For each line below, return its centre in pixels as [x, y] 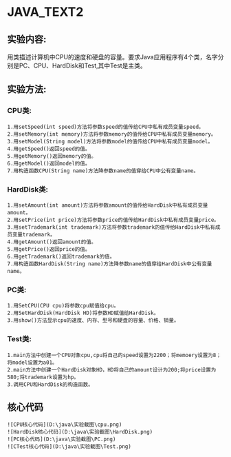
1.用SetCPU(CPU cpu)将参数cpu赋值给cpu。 [63, 306]
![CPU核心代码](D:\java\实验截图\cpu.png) [65, 425]
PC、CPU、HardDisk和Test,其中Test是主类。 [82, 65]
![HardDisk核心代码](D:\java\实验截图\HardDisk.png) [80, 432]
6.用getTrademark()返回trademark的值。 [61, 256]
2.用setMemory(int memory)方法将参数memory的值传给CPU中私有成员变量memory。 [112, 134]
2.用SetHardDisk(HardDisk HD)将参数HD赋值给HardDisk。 [83, 313]
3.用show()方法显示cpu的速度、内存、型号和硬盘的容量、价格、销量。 [93, 321]
